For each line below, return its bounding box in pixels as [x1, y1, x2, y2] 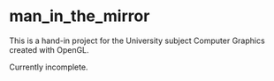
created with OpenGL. [9, 44, 90, 55]
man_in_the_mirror [9, 6, 150, 26]
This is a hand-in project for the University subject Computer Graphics [9, 35, 265, 46]
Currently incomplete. [9, 62, 88, 72]
